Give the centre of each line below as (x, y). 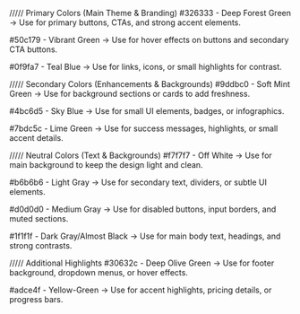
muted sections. (39, 218)
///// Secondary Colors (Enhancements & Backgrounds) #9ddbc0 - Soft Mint (150, 84)
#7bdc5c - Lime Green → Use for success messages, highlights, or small (144, 128)
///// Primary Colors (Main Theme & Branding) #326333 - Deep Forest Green (150, 13)
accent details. (37, 138)
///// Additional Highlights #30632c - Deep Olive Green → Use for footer (142, 263)
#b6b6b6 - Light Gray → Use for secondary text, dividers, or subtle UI (138, 182)
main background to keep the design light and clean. (106, 165)
